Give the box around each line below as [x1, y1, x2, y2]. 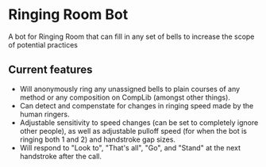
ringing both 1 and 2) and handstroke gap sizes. [19, 135, 176, 144]
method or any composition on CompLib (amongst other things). [19, 93, 230, 102]
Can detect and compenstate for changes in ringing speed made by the [19, 101, 254, 110]
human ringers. [19, 109, 70, 119]
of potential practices [8, 40, 78, 49]
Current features [8, 63, 93, 77]
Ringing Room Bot [8, 6, 129, 24]
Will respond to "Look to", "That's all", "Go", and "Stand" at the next [19, 142, 241, 152]
